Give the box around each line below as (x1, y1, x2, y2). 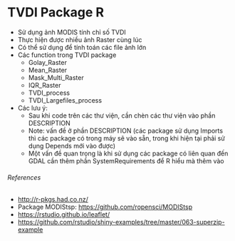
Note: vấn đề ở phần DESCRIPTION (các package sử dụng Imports (28, 126, 223, 135)
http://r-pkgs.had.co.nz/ (17, 195, 89, 204)
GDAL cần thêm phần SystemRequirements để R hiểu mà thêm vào (28, 156, 224, 165)
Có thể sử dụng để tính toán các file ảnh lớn (17, 43, 147, 51)
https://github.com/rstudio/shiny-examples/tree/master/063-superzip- (17, 218, 226, 227)
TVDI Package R (7, 4, 105, 21)
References (7, 173, 41, 182)
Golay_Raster (28, 58, 68, 66)
